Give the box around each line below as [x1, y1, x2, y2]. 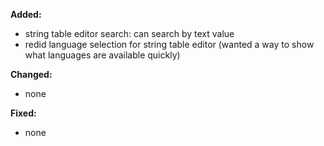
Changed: [10, 69, 53, 80]
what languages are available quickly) [24, 49, 181, 61]
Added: [10, 9, 42, 20]
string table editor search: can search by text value [24, 28, 235, 39]
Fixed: [10, 107, 37, 119]
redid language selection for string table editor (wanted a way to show [24, 39, 315, 50]
